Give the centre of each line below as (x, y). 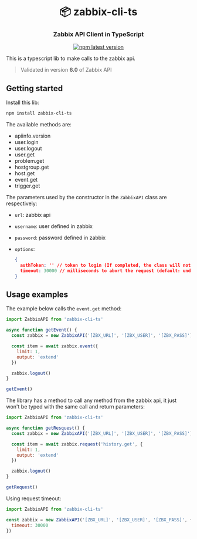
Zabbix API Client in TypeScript (98, 35)
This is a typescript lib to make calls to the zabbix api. (71, 58)
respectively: (22, 203)
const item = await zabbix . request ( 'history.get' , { (77, 444)
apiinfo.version (33, 136)
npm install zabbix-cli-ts (39, 113)
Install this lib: (23, 103)
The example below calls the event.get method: (64, 309)
